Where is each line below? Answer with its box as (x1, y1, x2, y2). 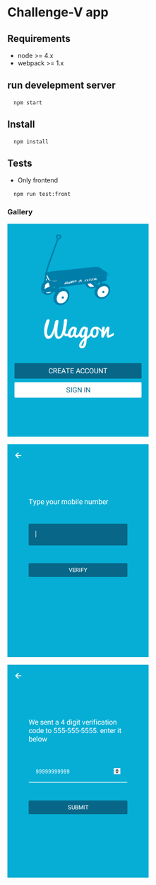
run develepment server (7, 79, 116, 92)
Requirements (7, 33, 71, 45)
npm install (13, 138, 49, 145)
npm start (13, 99, 42, 106)
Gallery (7, 207, 33, 217)
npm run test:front (13, 191, 71, 198)
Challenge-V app (7, 4, 109, 21)
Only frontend (17, 176, 59, 185)
